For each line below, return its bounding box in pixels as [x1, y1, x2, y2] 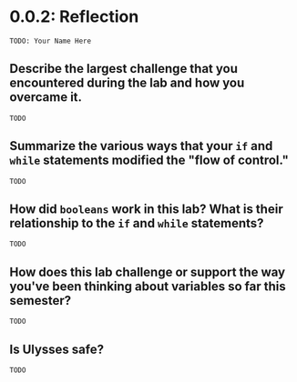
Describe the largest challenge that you [9, 61, 239, 76]
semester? [9, 293, 72, 308]
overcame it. [9, 89, 83, 106]
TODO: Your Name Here [9, 36, 92, 45]
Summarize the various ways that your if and [9, 138, 273, 154]
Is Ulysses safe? [9, 341, 105, 357]
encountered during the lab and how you [9, 75, 245, 91]
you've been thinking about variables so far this [9, 278, 286, 294]
